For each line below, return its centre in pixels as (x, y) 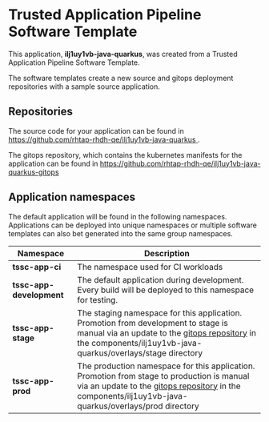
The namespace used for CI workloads (150, 267)
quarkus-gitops (34, 172)
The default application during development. (161, 279)
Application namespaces (72, 197)
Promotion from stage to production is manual (163, 376)
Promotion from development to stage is (153, 323)
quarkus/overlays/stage (122, 352)
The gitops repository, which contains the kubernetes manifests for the (125, 155)
